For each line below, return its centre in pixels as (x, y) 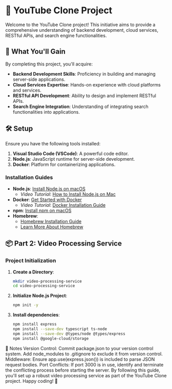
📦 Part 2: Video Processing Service (63, 243)
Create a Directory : (34, 272)
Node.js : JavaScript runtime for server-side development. (74, 159)
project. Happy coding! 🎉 (31, 381)
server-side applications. (39, 79)
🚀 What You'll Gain (35, 51)
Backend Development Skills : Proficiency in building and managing (84, 74)
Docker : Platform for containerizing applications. (64, 164)
